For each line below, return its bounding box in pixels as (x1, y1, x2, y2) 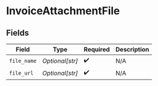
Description (115, 46, 150, 53)
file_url (9, 69, 34, 77)
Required (83, 46, 110, 53)
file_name (9, 58, 37, 64)
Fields (6, 28, 30, 38)
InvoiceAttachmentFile (6, 4, 120, 18)
